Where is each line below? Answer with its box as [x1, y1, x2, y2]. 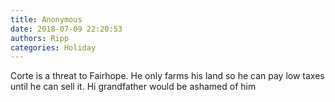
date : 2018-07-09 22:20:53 [10, 24, 123, 34]
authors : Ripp [10, 33, 70, 43]
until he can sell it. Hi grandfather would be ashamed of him [10, 81, 257, 93]
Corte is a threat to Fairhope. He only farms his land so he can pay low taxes [10, 70, 325, 82]
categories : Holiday [10, 42, 97, 53]
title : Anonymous [10, 14, 83, 25]
